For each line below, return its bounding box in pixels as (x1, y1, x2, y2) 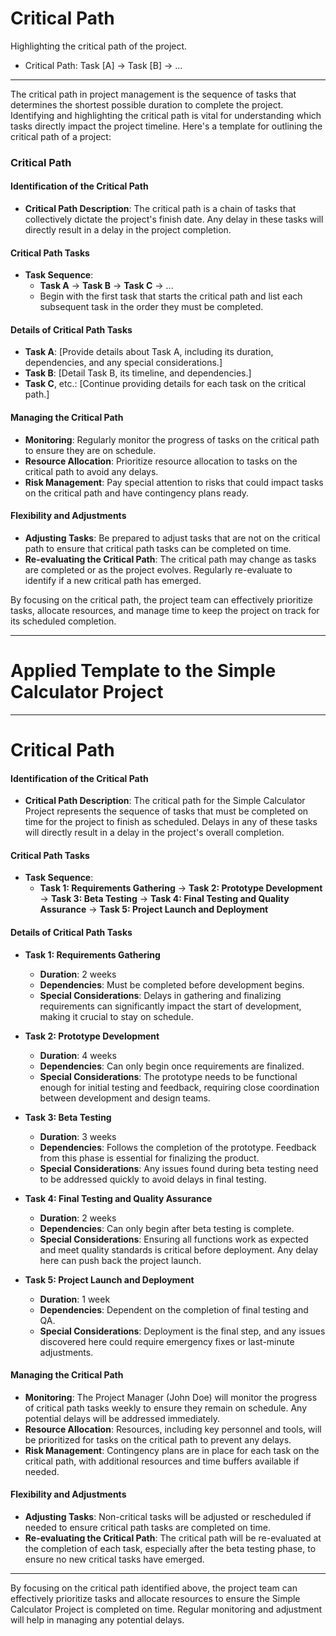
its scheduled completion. (10, 615, 117, 627)
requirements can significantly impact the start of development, (39, 1000, 302, 1012)
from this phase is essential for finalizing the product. (39, 1152, 260, 1164)
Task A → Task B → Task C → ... (39, 280, 174, 292)
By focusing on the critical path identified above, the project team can (10, 1582, 298, 1594)
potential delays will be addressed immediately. (24, 1412, 220, 1424)
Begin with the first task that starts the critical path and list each (39, 290, 303, 302)
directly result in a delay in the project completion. (24, 224, 232, 236)
